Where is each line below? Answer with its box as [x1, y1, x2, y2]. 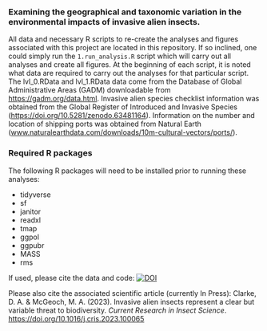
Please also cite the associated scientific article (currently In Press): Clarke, [8, 288, 257, 298]
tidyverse [19, 190, 51, 199]
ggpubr [19, 240, 45, 250]
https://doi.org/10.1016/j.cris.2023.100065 [8, 313, 145, 323]
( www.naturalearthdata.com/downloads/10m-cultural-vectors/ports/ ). [8, 128, 238, 137]
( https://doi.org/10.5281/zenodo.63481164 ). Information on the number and [8, 111, 255, 120]
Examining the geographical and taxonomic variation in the [8, 6, 242, 18]
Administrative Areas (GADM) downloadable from [8, 85, 171, 95]
